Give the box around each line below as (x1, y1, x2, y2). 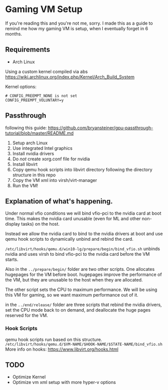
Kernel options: (5, 83, 37, 89)
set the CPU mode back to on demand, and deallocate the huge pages (5, 307, 151, 313)
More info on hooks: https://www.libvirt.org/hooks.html (5, 346, 119, 352)
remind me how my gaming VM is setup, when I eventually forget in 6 (5, 25, 148, 31)
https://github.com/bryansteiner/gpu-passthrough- (48, 125, 153, 131)
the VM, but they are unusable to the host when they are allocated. (5, 277, 143, 283)
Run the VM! (12, 182, 39, 188)
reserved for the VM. (5, 313, 49, 319)
